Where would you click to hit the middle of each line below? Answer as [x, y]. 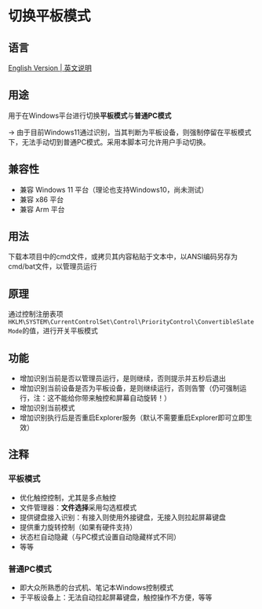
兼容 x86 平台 [42, 199]
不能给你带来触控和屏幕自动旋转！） [112, 398]
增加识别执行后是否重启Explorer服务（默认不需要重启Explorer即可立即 [132, 418]
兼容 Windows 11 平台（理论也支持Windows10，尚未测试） [114, 189]
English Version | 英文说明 [50, 68]
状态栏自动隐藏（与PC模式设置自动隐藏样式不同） [100, 537]
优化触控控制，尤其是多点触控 [67, 497]
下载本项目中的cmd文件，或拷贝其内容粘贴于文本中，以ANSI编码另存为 [123, 257]
